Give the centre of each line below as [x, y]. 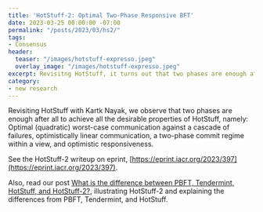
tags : [17, 37]
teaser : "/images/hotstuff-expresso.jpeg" [85, 60]
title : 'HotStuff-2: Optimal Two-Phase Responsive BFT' [101, 15]
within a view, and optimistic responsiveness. [81, 144]
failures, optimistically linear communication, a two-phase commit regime [126, 136]
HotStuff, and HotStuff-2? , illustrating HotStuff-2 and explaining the [116, 191]
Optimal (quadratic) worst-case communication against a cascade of [119, 127]
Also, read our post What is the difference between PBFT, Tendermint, [121, 183]
